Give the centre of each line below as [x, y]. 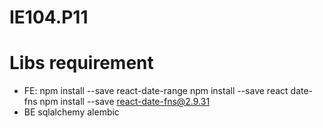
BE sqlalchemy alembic [71, 112]
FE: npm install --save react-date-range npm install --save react [156, 91]
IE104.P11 [49, 17]
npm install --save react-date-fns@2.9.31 [125, 102]
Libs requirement [81, 63]
